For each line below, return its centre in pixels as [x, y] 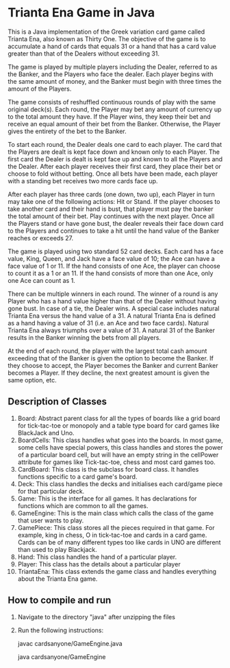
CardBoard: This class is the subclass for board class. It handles [108, 469]
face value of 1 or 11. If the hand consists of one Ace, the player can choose [114, 266]
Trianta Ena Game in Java [81, 13]
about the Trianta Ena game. [57, 579]
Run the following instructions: [61, 630]
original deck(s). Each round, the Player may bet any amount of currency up [115, 109]
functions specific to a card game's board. [77, 476]
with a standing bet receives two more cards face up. [83, 181]
